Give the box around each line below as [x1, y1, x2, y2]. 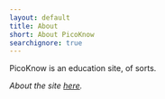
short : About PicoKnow [9, 30, 95, 39]
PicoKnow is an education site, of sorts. [9, 63, 157, 74]
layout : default [9, 13, 70, 22]
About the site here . [9, 80, 83, 91]
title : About [9, 22, 59, 31]
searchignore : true [9, 38, 83, 48]
